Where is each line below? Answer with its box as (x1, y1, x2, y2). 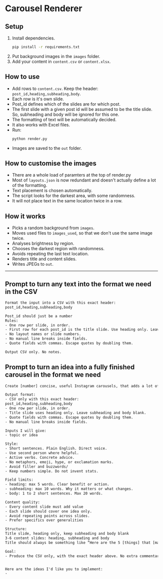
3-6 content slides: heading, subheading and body (5, 536, 110, 541)
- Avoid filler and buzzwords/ (5, 464, 68, 469)
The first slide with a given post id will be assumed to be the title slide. (12, 106, 153, 112)
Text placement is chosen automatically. (12, 188, 93, 194)
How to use (5, 72, 40, 81)
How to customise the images (5, 159, 97, 167)
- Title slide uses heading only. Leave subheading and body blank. (5, 410, 147, 415)
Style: (5, 441, 18, 447)
